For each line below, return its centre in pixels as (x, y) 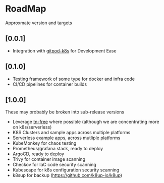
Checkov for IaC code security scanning (54, 165)
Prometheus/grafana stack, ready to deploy (58, 149)
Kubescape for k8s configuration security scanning (66, 170)
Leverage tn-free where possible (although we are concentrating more (86, 122)
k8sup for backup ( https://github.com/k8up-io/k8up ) (67, 175)
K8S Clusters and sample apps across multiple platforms (71, 133)
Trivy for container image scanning (49, 159)
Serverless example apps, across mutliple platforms (66, 138)
